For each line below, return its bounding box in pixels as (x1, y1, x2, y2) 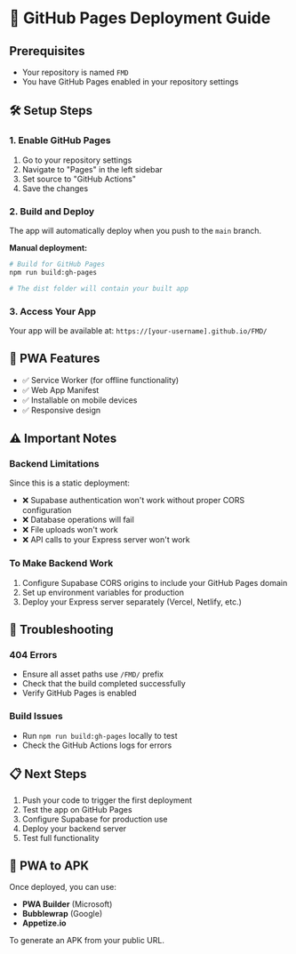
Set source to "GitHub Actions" (21, 173, 136, 184)
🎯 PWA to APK (9, 858, 90, 873)
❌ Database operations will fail (21, 515, 135, 525)
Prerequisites (9, 44, 85, 59)
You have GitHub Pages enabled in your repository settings (21, 76, 239, 87)
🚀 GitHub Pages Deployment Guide (9, 8, 271, 28)
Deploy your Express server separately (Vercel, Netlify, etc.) (21, 596, 243, 607)
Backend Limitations (9, 458, 100, 470)
